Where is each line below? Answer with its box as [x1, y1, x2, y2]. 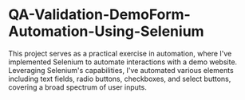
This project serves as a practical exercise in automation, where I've [8, 48, 232, 58]
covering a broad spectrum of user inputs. [8, 82, 148, 92]
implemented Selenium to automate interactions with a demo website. [8, 57, 238, 67]
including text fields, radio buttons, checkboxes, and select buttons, [8, 74, 231, 83]
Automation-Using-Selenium [8, 22, 205, 40]
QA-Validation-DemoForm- [8, 6, 192, 24]
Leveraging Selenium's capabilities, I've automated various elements [8, 65, 234, 75]
